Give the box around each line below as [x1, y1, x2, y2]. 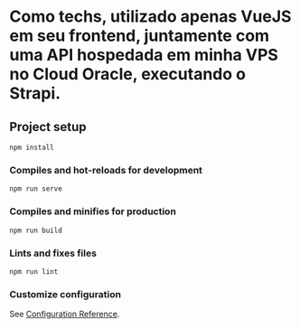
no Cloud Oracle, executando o [9, 64, 247, 85]
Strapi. [9, 83, 61, 104]
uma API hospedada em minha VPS [9, 45, 278, 65]
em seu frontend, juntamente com [9, 25, 269, 46]
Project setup [9, 119, 88, 135]
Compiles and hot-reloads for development [9, 164, 203, 176]
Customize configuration [9, 287, 122, 300]
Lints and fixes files [9, 247, 98, 259]
